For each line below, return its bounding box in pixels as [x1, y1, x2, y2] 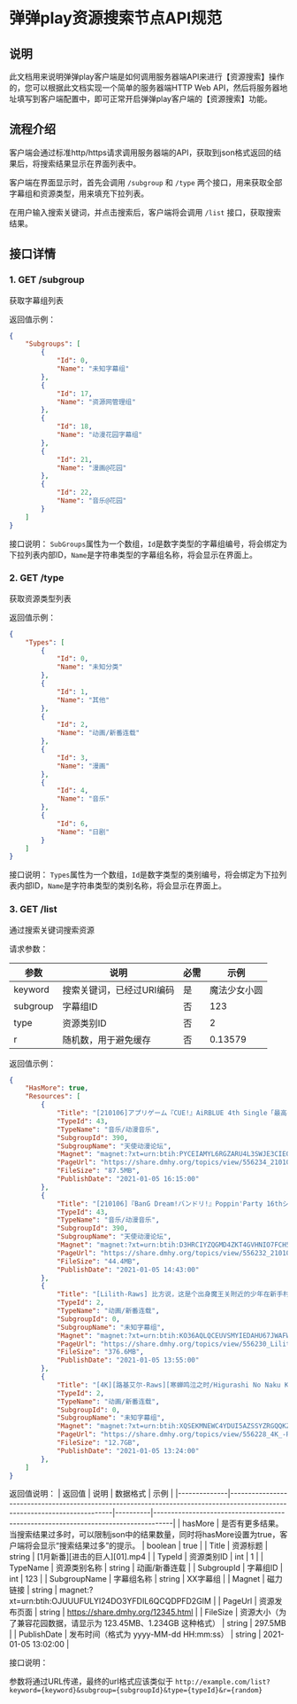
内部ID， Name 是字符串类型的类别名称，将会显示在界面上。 [16, 880, 227, 891]
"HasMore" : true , [25, 1083, 89, 1093]
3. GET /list [9, 903, 57, 916]
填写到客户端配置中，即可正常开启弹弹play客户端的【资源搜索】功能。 [16, 94, 272, 104]
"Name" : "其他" [56, 695, 110, 705]
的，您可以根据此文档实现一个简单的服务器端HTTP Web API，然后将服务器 [9, 82, 280, 93]
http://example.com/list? [175, 1677, 271, 1687]
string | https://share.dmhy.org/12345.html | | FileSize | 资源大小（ [39, 1606, 279, 1618]
